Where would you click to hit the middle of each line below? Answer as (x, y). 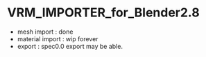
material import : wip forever (58, 38)
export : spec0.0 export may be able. (70, 46)
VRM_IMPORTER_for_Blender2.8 (103, 13)
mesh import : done (45, 32)
